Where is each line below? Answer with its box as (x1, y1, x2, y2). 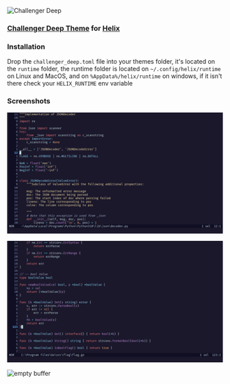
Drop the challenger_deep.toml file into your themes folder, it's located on (7, 57, 216, 66)
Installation (7, 42, 46, 51)
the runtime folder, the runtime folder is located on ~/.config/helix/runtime (7, 65, 221, 73)
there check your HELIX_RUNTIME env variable (7, 79, 133, 88)
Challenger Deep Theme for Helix (7, 23, 120, 33)
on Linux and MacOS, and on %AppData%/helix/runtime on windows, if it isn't (7, 72, 222, 80)
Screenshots (7, 97, 51, 106)
